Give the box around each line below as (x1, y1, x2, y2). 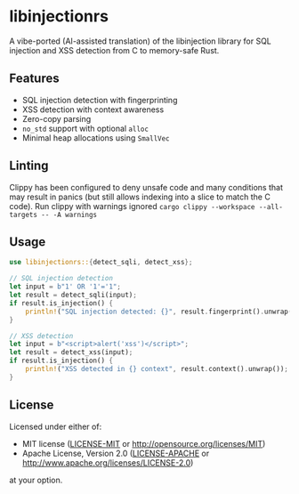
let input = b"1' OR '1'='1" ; (9, 282, 122, 291)
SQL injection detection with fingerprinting (21, 94, 178, 105)
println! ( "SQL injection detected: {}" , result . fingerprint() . (25, 307, 265, 316)
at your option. (9, 474, 63, 485)
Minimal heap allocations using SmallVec (21, 132, 171, 143)
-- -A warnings (41, 210, 98, 219)
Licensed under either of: (9, 421, 102, 432)
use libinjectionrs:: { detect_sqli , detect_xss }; (9, 258, 193, 267)
